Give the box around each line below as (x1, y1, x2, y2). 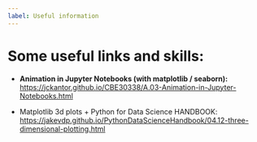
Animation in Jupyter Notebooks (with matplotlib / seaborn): (19, 74, 229, 84)
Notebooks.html (19, 91, 74, 101)
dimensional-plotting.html (19, 123, 106, 134)
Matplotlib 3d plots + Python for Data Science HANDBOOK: (19, 106, 218, 116)
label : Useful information (7, 11, 99, 20)
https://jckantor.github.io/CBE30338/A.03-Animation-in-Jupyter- (19, 82, 237, 92)
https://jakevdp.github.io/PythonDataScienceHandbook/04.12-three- (19, 115, 249, 125)
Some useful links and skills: (7, 46, 204, 65)
